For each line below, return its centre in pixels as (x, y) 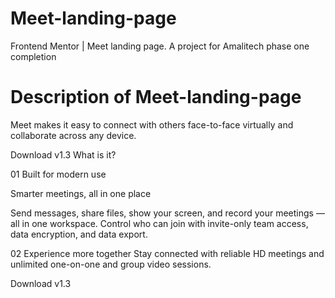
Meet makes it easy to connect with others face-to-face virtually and (152, 124)
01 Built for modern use (58, 174)
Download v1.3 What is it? (63, 154)
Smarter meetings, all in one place (81, 193)
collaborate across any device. (73, 135)
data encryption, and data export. (79, 234)
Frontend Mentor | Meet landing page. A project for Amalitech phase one (160, 46)
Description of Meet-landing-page (156, 97)
